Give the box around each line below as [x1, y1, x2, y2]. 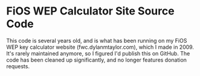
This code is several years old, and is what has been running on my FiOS [6, 37, 187, 44]
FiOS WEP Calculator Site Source [6, 4, 175, 18]
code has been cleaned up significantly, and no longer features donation [6, 56, 187, 63]
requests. [6, 62, 30, 70]
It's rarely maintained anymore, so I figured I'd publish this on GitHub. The [6, 49, 190, 57]
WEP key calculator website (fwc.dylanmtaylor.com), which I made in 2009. [6, 43, 195, 51]
